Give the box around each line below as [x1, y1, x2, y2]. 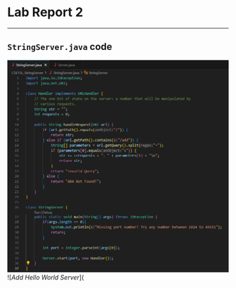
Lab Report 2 [7, 4, 84, 20]
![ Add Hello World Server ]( [7, 273, 84, 282]
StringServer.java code [7, 41, 112, 53]
